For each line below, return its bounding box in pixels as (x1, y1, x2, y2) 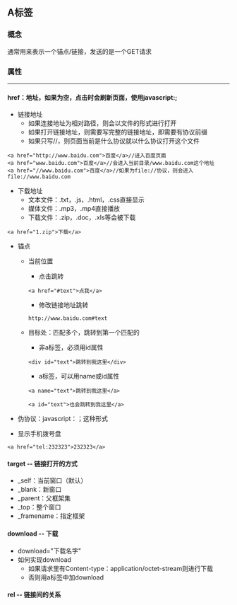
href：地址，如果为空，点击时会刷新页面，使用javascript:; (7, 93, 178, 101)
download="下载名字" (17, 546, 81, 555)
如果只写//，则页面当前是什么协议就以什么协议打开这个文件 (28, 137, 200, 145)
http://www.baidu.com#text (28, 315, 108, 322)
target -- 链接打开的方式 (7, 459, 78, 468)
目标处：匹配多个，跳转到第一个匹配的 (28, 328, 140, 337)
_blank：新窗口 (17, 485, 62, 494)
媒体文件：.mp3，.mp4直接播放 (28, 204, 121, 213)
